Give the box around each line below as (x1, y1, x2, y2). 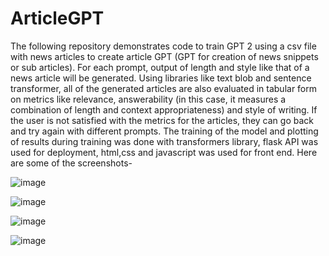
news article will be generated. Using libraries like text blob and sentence (10, 72, 312, 84)
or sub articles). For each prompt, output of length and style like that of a (10, 61, 310, 73)
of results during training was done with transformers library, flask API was (10, 135, 319, 147)
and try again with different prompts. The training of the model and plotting (10, 125, 319, 137)
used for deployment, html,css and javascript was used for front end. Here (10, 146, 318, 158)
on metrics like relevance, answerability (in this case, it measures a (10, 93, 287, 105)
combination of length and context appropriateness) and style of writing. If (10, 103, 318, 116)
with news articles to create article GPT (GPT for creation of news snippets (10, 50, 319, 62)
